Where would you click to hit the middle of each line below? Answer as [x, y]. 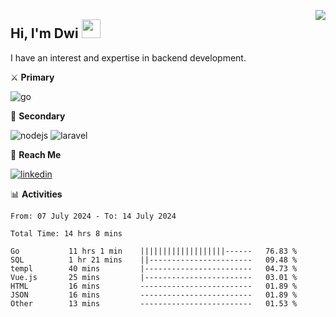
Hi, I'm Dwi [44, 33]
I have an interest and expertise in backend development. [128, 57]
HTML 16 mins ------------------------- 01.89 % [154, 286]
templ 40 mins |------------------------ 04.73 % [154, 268]
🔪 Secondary [38, 116]
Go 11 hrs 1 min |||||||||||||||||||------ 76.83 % [154, 251]
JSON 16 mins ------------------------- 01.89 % [154, 295]
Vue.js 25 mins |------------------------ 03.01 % [154, 277]
